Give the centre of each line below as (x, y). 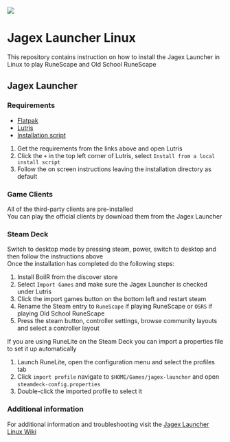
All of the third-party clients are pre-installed (70, 209)
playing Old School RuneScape (61, 313)
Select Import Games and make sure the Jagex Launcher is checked (112, 285)
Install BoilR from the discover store (67, 277)
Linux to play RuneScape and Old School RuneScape (82, 64)
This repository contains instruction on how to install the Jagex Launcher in (113, 57)
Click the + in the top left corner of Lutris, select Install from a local (116, 155)
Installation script (42, 135)
